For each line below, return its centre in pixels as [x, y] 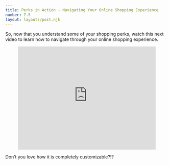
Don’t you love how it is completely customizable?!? [59, 157]
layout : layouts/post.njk [33, 19]
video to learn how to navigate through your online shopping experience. [82, 39]
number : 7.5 [18, 15]
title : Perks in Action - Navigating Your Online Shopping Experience [82, 10]
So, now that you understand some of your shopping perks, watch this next [84, 34]
